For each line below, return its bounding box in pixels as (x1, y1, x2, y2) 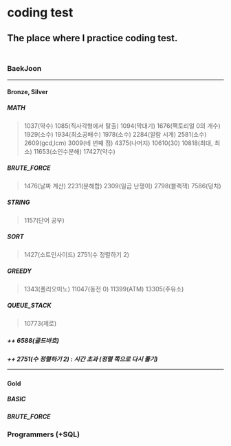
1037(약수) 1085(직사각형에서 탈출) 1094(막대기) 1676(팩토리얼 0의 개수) (23, 122, 221, 130)
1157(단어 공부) (23, 216, 65, 225)
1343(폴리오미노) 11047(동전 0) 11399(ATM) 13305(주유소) (23, 285, 184, 293)
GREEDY (7, 267, 32, 275)
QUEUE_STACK (7, 301, 52, 309)
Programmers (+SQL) (7, 430, 80, 439)
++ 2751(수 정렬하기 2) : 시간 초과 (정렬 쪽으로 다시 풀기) (7, 355, 158, 364)
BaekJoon (7, 63, 42, 73)
